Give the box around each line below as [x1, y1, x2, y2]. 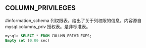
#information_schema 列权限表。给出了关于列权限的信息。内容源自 [5, 17, 142, 24]
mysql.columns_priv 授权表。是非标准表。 [5, 24, 91, 29]
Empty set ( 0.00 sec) [5, 38, 50, 43]
